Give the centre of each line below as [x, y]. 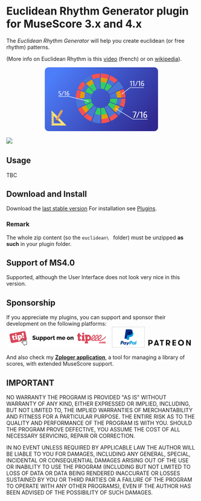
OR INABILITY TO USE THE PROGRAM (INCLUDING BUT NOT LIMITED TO [99, 467]
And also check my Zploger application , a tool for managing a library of [96, 357]
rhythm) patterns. [28, 47]
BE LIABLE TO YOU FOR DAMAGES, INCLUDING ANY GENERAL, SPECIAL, [99, 454]
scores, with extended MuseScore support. [60, 364]
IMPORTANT [30, 383]
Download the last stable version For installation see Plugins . [81, 208]
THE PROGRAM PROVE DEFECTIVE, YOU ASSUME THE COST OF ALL [93, 430]
